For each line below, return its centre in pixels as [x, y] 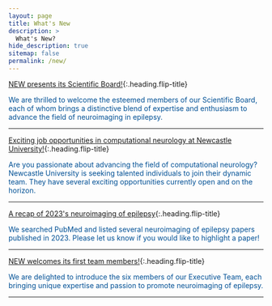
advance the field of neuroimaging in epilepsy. [86, 117]
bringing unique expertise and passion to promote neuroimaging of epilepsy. [136, 285]
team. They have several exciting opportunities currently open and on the [131, 181]
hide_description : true [49, 46]
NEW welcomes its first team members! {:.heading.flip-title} [106, 261]
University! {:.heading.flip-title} [59, 149]
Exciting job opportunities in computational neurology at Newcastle [120, 140]
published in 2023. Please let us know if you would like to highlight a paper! [134, 238]
